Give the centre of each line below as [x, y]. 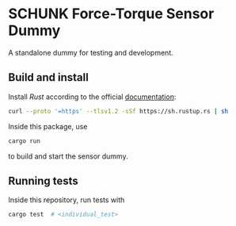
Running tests [44, 180]
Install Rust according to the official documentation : [92, 97]
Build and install [48, 77]
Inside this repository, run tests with [67, 200]
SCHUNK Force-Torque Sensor [111, 14]
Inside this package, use [48, 126]
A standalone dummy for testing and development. [91, 52]
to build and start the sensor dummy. [68, 156]
